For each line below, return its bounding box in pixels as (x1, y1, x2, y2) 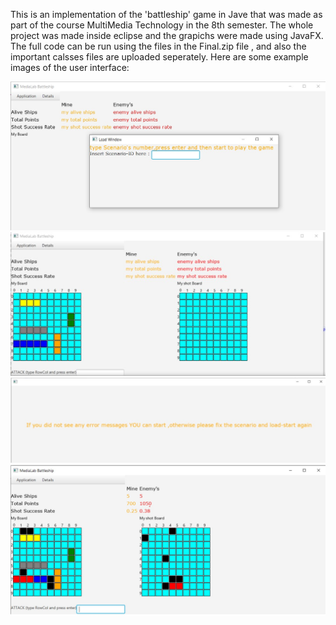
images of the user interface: (10, 62, 130, 73)
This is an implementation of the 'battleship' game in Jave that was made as (10, 9, 323, 20)
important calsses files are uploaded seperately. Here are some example (10, 51, 309, 63)
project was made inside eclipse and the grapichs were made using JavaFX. (10, 30, 324, 41)
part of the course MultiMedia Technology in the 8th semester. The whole (10, 19, 314, 31)
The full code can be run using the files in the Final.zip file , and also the (10, 40, 307, 52)
